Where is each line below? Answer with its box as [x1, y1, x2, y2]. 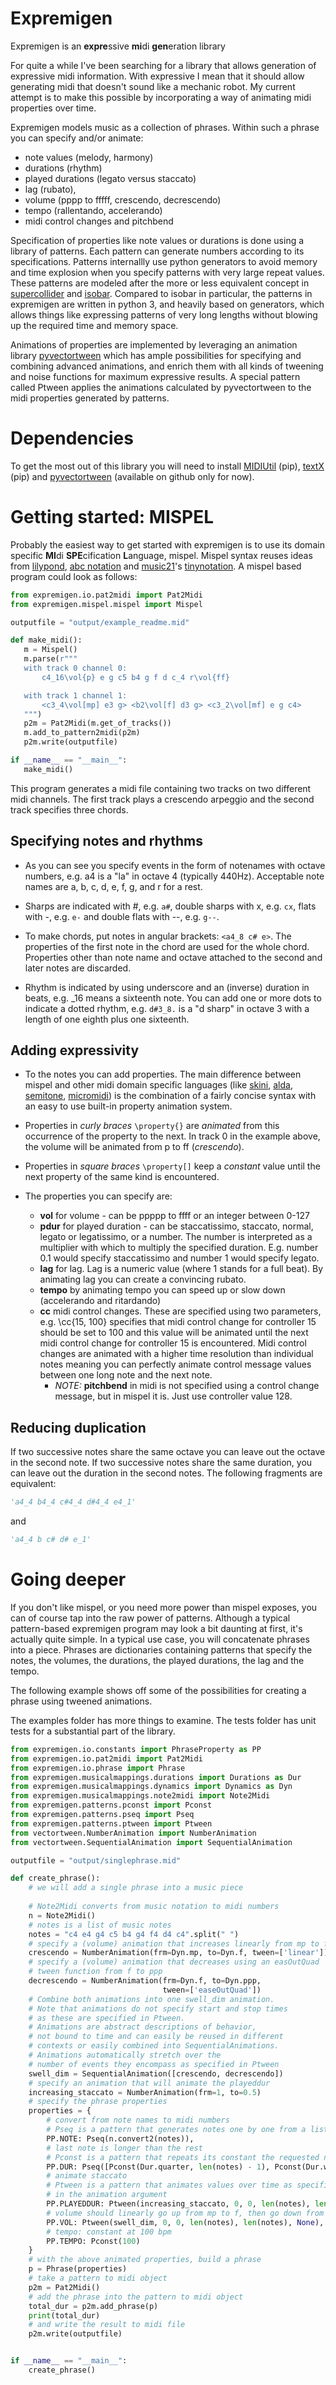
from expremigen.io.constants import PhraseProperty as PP [10, 1744, 262, 1754]
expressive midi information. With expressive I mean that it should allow [10, 70, 305, 82]
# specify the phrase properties [28, 2097, 168, 2107]
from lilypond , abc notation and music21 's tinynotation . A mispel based [10, 560, 302, 572]
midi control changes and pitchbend [24, 215, 174, 227]
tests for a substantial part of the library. [10, 1725, 176, 1737]
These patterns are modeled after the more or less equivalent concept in [10, 277, 310, 289]
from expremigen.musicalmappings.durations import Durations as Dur [10, 1772, 302, 1782]
